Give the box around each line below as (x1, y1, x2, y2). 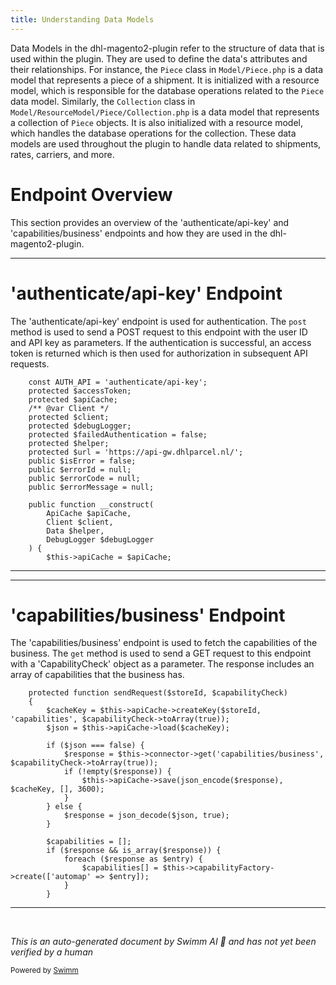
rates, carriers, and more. (10, 148, 115, 160)
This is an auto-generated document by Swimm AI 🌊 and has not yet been (10, 936, 317, 948)
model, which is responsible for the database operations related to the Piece (10, 84, 325, 96)
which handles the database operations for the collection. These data (10, 127, 297, 139)
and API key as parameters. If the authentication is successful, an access (10, 336, 312, 348)
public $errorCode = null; (28, 473, 141, 483)
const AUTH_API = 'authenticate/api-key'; (28, 377, 208, 387)
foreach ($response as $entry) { (63, 854, 203, 865)
